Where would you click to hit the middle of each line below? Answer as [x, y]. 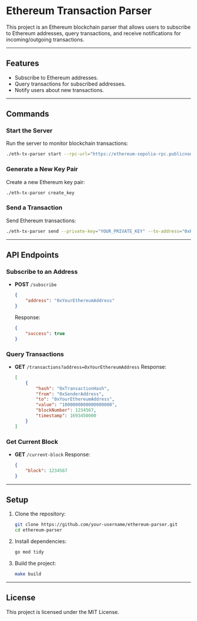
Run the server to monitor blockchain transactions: [67, 143]
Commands [28, 114]
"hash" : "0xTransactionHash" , [73, 388]
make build [28, 574]
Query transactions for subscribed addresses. [70, 84]
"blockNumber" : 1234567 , [66, 410]
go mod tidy [29, 552]
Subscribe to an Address [42, 272]
